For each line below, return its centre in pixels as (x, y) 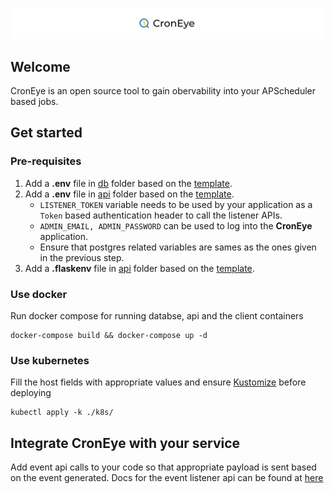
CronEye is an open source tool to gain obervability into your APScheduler (163, 91)
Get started (46, 133)
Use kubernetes (50, 360)
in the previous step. (82, 257)
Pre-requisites (46, 161)
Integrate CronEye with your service (125, 443)
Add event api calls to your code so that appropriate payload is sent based (163, 467)
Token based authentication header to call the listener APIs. (161, 215)
